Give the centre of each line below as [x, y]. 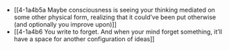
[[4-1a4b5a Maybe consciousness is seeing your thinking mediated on [114, 10]
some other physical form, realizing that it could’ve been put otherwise [115, 17]
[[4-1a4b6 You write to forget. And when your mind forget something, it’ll [118, 32]
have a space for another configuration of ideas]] [84, 39]
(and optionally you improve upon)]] [65, 24]
